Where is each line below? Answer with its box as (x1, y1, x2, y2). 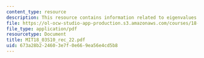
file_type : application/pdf (6, 25, 78, 32)
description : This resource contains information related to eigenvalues (6, 14, 197, 21)
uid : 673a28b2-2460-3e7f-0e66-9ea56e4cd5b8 (6, 43, 118, 49)
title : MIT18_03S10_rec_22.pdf (6, 37, 86, 43)
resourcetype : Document (6, 31, 67, 37)
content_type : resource (6, 8, 67, 15)
